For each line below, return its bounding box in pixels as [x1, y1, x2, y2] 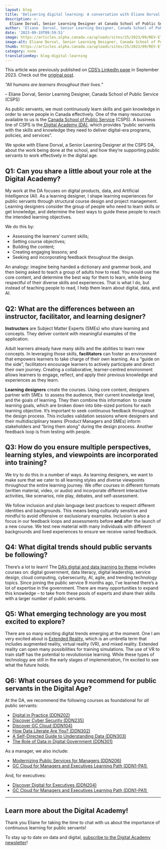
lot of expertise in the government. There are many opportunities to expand [5, 585, 159, 591]
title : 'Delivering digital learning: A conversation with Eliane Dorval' [5, 12, 163, 17]
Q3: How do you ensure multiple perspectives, [5, 443, 151, 451]
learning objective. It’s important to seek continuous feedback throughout [5, 408, 155, 413]
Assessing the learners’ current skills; [12, 233, 89, 239]
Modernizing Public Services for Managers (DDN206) [12, 758, 122, 764]
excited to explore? [5, 617, 65, 626]
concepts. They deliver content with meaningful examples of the [5, 331, 136, 337]
